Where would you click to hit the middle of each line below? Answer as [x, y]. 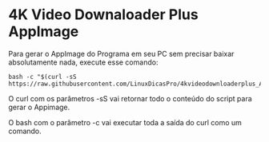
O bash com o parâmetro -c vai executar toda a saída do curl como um [125, 122]
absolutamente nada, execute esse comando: [83, 62]
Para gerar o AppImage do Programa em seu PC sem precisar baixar [121, 53]
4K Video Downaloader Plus [103, 15]
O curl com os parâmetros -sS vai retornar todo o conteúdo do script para [130, 98]
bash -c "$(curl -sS [43, 77]
